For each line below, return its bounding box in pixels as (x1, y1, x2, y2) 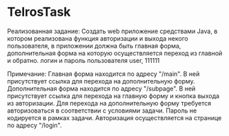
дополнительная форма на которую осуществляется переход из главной (7, 49, 223, 57)
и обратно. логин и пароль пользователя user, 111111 (7, 56, 160, 64)
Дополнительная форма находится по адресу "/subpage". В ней (7, 84, 196, 93)
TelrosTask (7, 4, 71, 20)
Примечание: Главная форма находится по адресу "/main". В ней (7, 70, 200, 78)
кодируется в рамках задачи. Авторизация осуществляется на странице (7, 113, 222, 122)
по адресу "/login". (7, 121, 62, 129)
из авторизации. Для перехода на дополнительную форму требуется (7, 99, 212, 107)
